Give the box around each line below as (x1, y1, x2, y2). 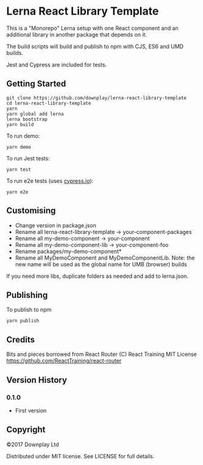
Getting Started (6, 79, 66, 89)
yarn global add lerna (6, 111, 64, 117)
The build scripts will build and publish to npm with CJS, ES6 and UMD (6, 43, 184, 50)
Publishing (6, 289, 48, 300)
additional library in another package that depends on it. (6, 30, 148, 38)
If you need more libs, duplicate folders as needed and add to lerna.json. (6, 272, 189, 280)
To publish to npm (6, 306, 52, 313)
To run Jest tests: (6, 154, 50, 162)
